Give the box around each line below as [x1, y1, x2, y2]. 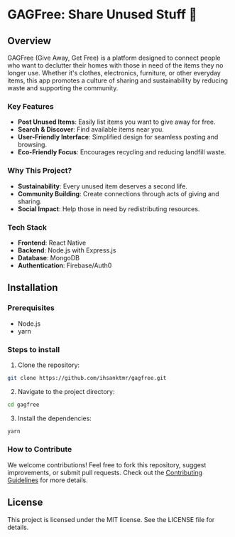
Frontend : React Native [17, 238, 87, 247]
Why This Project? [7, 166, 72, 176]
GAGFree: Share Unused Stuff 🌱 [7, 6, 197, 23]
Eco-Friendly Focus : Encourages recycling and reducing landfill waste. [17, 148, 226, 156]
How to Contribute [7, 445, 72, 454]
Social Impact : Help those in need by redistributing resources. [17, 204, 200, 213]
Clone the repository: [17, 361, 80, 369]
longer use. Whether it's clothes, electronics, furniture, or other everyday [7, 69, 222, 77]
